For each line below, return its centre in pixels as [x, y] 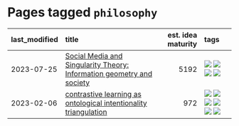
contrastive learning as [103, 94]
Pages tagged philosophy [83, 12]
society [78, 83]
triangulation [86, 112]
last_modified [34, 39]
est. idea [182, 35]
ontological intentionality [106, 103]
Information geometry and [109, 73]
